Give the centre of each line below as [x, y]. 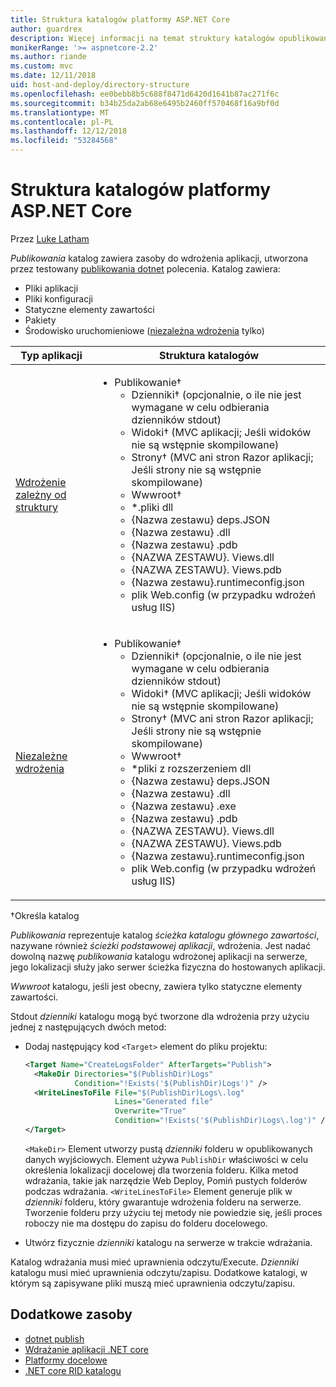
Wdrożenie [41, 482]
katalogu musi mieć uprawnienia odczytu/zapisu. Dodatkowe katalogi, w [159, 1272]
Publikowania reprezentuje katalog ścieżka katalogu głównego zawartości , [165, 935]
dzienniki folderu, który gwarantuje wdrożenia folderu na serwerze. [163, 1202]
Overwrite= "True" [150, 1111]
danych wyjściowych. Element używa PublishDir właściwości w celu [166, 1159]
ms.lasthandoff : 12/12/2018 [69, 131]
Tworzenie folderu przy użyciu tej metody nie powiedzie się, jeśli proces [173, 1212]
